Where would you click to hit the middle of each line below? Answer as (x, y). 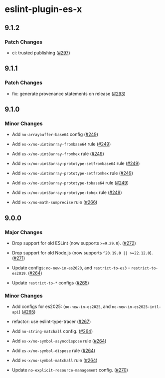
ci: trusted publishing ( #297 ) (41, 52)
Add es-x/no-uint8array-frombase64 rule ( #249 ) (61, 144)
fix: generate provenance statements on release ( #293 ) (69, 93)
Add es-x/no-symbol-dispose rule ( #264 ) (54, 350)
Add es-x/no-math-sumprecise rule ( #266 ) (55, 202)
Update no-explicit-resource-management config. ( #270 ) (70, 370)
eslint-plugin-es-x (43, 9)
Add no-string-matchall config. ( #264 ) (52, 331)
